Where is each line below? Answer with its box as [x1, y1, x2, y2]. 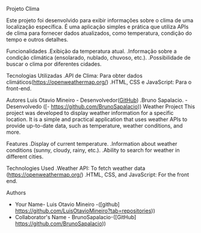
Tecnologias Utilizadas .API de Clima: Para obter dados [6, 72, 143, 79]
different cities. [6, 153, 44, 160]
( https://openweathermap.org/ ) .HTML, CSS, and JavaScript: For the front [6, 171, 190, 178]
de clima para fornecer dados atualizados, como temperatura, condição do [6, 30, 193, 37]
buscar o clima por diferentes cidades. [6, 60, 102, 67]
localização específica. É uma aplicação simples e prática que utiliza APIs [6, 23, 189, 30]
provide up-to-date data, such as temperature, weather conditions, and [6, 122, 183, 129]
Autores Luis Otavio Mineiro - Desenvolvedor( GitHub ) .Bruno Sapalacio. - [6, 96, 188, 104]
